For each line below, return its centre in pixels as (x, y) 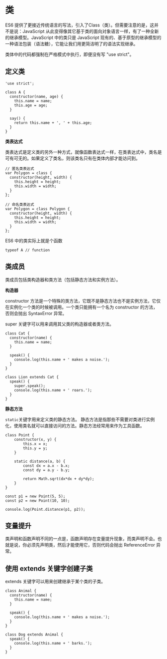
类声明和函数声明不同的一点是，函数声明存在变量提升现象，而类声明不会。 (81, 539)
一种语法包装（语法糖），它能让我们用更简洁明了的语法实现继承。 (72, 43)
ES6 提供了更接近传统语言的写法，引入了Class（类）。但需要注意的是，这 (80, 25)
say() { (18, 118)
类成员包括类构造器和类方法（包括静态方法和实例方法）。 (63, 280)
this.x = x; (36, 444)
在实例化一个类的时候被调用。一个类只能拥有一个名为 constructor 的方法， (82, 307)
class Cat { (17, 333)
